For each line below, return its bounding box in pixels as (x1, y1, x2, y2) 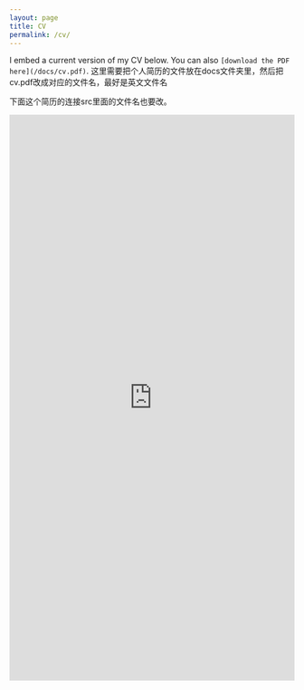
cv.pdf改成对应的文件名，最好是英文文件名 (9, 77, 168, 88)
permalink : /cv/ (9, 30, 71, 39)
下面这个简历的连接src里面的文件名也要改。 (9, 96, 172, 107)
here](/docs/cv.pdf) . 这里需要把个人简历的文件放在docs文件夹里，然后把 (9, 65, 284, 77)
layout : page (9, 13, 59, 23)
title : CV (9, 22, 47, 31)
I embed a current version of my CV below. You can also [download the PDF (9, 55, 290, 66)
